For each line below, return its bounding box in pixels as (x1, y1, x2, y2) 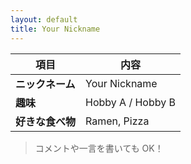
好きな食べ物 (15, 114, 77, 128)
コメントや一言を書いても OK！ (34, 142, 164, 154)
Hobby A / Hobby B (85, 95, 176, 109)
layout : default (10, 14, 78, 25)
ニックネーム (15, 77, 76, 91)
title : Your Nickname (10, 24, 101, 34)
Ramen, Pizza (85, 114, 150, 128)
